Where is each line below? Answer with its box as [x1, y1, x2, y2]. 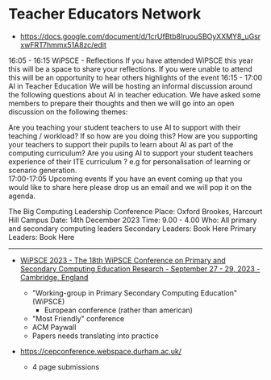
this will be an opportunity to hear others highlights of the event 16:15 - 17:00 [8, 72, 263, 82]
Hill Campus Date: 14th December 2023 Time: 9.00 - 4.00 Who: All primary [8, 215, 257, 225]
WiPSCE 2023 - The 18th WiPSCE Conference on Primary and [19, 255, 226, 265]
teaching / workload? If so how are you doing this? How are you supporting [8, 130, 258, 141]
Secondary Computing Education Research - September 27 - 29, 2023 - [19, 263, 261, 274]
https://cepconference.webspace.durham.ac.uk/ [19, 346, 182, 356]
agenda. [8, 191, 36, 200]
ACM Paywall [31, 322, 77, 332]
